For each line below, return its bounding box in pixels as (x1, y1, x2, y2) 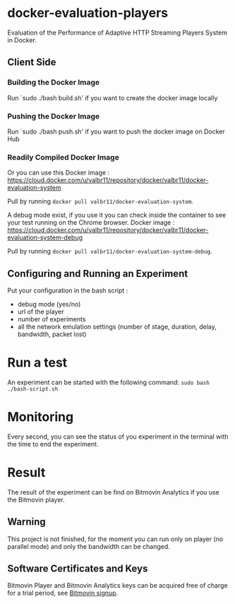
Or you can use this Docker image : (7, 168, 110, 177)
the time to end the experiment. (7, 439, 99, 448)
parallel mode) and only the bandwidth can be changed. (7, 542, 171, 550)
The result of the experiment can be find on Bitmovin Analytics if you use (7, 487, 220, 496)
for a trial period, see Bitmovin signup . (7, 588, 119, 598)
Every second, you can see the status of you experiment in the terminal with (7, 432, 229, 441)
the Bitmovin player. (7, 495, 65, 504)
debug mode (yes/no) (17, 300, 81, 309)
